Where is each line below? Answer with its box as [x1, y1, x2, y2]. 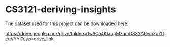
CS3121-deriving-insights [5, 4, 116, 15]
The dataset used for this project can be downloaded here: [5, 20, 129, 27]
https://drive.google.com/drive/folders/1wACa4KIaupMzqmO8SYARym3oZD [5, 30, 165, 36]
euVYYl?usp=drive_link [5, 36, 54, 42]
